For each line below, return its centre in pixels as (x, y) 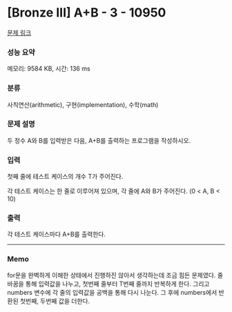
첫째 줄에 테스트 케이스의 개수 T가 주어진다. (65, 177)
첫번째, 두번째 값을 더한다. (55, 301)
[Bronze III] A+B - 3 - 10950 (87, 13)
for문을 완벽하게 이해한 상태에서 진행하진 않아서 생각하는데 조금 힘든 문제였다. (112, 275)
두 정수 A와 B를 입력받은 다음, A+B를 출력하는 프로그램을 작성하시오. (99, 140)
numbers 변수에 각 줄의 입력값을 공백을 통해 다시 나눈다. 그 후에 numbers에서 (112, 292)
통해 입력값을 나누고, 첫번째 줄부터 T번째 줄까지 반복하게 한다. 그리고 (117, 284)
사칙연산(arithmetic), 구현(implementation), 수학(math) (83, 104)
